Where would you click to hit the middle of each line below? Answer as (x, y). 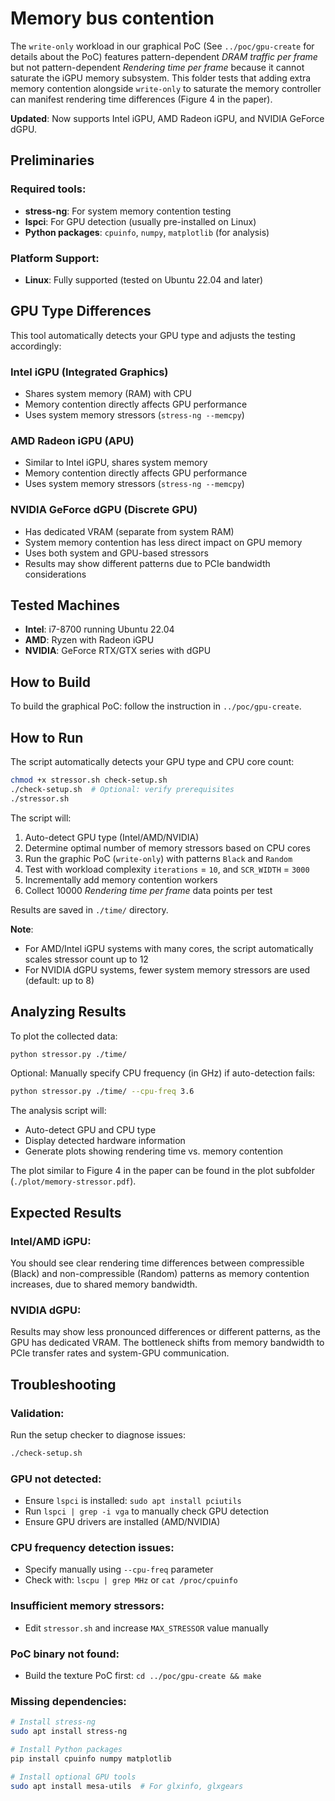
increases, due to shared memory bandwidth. (104, 1284)
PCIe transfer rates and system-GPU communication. (120, 1353)
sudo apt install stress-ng (69, 1732)
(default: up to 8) (59, 980)
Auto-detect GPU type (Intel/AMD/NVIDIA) (112, 837)
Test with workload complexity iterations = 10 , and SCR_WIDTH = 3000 (167, 869)
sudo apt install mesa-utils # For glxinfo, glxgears (127, 1786)
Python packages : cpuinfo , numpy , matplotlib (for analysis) (147, 232)
